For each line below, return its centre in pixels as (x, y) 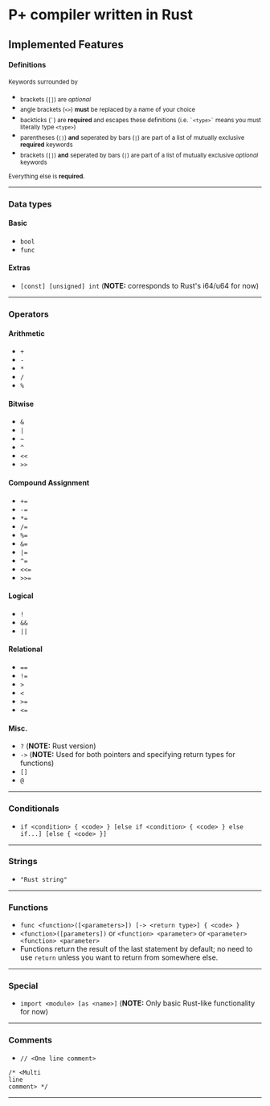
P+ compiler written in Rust (100, 15)
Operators (29, 314)
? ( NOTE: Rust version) (58, 746)
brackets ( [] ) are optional (55, 99)
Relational (25, 649)
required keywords (47, 145)
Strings (23, 862)
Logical (21, 596)
